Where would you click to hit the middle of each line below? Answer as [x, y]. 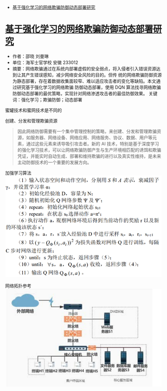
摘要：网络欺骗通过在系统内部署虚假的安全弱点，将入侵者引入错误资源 [84, 68]
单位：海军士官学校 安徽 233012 [45, 62]
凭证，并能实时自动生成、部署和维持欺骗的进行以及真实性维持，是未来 [89, 156]
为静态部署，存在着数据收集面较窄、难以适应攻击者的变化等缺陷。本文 [84, 81]
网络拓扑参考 [18, 286]
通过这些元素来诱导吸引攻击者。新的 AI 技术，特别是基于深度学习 [93, 143]
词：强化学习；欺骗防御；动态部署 [47, 99]
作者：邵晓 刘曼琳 [30, 56]
